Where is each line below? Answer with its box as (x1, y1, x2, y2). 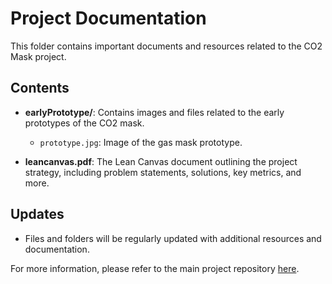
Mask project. (10, 50, 67, 62)
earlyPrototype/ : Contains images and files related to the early (24, 106, 285, 118)
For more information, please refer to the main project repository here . (10, 262, 300, 274)
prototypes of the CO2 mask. (24, 117, 145, 129)
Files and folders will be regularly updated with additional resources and (24, 232, 322, 244)
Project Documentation (10, 7, 207, 30)
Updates (10, 206, 65, 223)
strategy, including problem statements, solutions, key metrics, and (24, 166, 302, 178)
